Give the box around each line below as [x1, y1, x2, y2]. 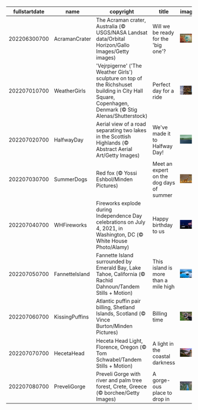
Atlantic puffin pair [96, 297, 141, 304]
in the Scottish [96, 133, 131, 140]
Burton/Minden [96, 323, 133, 330]
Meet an [152, 160, 173, 167]
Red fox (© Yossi [96, 169, 137, 176]
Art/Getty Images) [96, 152, 140, 159]
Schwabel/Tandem [96, 356, 142, 363]
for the [152, 35, 169, 42]
